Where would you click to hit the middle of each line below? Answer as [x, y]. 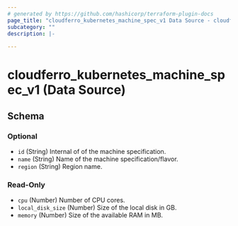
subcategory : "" [31, 27]
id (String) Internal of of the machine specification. [92, 151]
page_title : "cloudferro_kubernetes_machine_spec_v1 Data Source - [109, 20]
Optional [22, 136]
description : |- [31, 34]
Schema [26, 116]
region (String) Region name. [60, 166]
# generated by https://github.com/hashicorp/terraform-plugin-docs [110, 14]
